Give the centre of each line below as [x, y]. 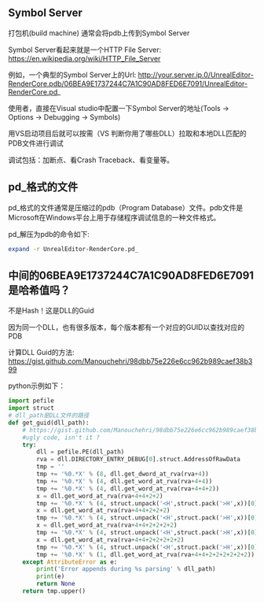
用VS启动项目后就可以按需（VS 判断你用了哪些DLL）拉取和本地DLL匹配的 [128, 133]
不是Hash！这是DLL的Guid [51, 311]
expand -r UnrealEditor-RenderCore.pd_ [73, 249]
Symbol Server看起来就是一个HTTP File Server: [85, 50]
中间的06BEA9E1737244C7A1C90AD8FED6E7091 [131, 275]
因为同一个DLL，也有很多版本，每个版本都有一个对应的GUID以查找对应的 [126, 327]
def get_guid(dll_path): [49, 423]
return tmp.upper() [54, 591]
